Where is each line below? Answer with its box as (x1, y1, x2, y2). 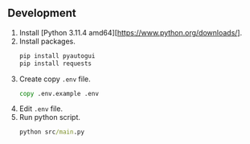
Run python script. (18, 113, 81, 122)
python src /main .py (18, 128, 85, 136)
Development (7, 6, 77, 20)
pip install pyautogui (18, 51, 96, 60)
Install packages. (18, 36, 76, 46)
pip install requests (18, 60, 92, 68)
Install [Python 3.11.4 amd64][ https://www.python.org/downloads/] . (18, 27, 243, 37)
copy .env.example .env (18, 89, 100, 97)
